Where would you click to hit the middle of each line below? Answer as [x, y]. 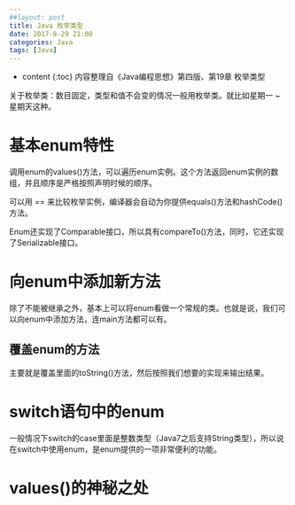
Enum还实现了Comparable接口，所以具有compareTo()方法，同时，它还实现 [147, 232]
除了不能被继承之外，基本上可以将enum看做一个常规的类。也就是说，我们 [144, 308]
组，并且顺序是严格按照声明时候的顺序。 [83, 183]
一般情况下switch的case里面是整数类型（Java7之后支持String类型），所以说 [147, 438]
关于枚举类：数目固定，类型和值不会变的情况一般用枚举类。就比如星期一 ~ [145, 96]
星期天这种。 [32, 106]
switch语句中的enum [87, 412]
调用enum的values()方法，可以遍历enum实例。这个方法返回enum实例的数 [144, 172]
